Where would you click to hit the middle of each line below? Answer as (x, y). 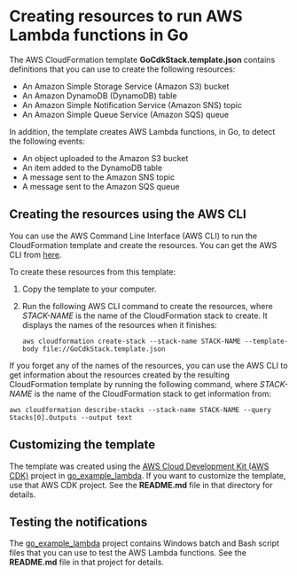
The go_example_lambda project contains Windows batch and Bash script (144, 543)
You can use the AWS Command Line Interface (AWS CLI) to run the (133, 236)
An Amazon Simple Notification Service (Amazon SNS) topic (132, 105)
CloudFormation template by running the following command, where (134, 384)
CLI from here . (35, 254)
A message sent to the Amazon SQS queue (101, 186)
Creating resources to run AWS (126, 16)
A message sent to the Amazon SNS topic (98, 177)
